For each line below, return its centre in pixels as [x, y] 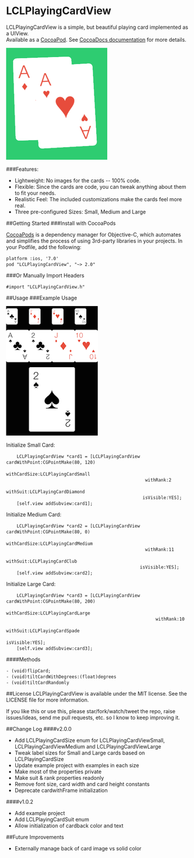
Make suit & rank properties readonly [59, 777]
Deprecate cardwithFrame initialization [61, 790]
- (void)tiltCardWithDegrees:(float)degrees [61, 677]
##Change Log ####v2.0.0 [39, 729]
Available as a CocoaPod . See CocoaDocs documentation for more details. [96, 39]
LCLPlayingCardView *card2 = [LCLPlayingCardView [79, 526]
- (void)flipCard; [28, 671]
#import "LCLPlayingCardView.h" [45, 287]
